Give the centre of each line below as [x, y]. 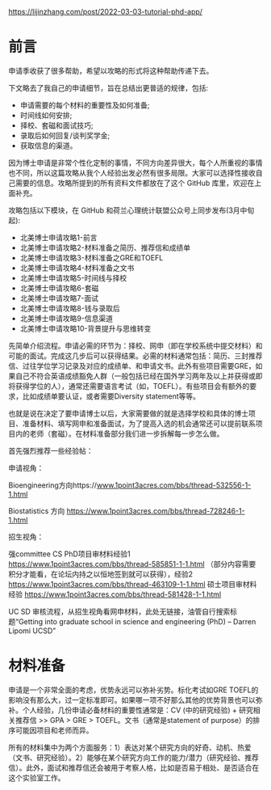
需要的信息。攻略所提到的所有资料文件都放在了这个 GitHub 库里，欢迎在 [135, 183]
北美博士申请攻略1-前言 [58, 237]
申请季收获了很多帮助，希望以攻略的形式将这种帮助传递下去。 [111, 70]
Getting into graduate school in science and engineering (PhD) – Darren [138, 621]
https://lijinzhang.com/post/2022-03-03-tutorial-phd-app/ [106, 12]
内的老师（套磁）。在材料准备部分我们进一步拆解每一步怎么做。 [119, 433]
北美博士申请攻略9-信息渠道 [66, 318]
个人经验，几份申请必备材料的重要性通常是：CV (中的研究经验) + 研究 [138, 710]
